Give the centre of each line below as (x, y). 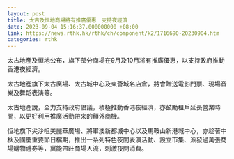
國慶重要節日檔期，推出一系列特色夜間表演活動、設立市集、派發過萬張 (120, 139)
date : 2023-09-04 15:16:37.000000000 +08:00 (73, 26)
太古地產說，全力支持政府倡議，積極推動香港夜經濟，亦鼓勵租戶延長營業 (111, 107)
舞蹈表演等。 (38, 93)
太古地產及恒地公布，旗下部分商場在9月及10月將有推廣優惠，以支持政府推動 (116, 61)
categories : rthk (32, 40)
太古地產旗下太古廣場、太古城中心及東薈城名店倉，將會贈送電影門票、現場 (114, 84)
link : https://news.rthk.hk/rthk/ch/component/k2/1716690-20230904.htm (113, 33)
